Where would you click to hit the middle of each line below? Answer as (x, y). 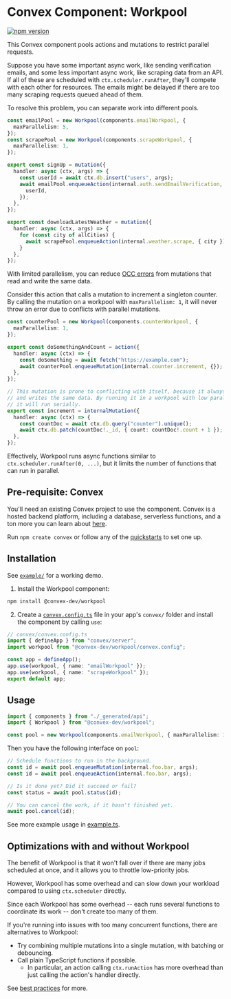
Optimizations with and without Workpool (98, 846)
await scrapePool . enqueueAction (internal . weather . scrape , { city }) (125, 241)
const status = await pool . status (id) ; (64, 793)
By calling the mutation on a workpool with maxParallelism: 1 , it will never (112, 302)
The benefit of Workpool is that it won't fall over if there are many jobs (107, 863)
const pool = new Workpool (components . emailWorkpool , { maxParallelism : (113, 735)
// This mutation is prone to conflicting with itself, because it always (117, 392)
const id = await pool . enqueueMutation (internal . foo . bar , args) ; (102, 767)
